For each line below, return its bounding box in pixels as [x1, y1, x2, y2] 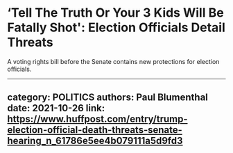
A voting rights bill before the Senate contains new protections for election [7, 57, 220, 65]
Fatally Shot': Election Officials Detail [7, 19, 225, 35]
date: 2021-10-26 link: [7, 102, 105, 114]
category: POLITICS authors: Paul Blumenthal [7, 92, 208, 104]
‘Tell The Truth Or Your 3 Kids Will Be [7, 5, 224, 21]
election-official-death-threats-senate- [7, 124, 182, 136]
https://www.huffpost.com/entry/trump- [7, 113, 188, 125]
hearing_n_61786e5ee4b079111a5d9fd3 [7, 135, 183, 147]
